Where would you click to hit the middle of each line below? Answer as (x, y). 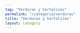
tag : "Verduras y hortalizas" (36, 9)
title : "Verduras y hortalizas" (38, 18)
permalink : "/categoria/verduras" (40, 14)
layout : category (23, 23)
